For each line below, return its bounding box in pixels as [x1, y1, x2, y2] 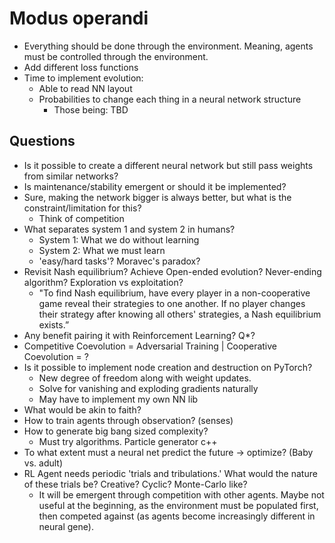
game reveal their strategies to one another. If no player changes [38, 297, 306, 309]
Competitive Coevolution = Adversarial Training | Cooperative [23, 340, 277, 352]
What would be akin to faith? [23, 403, 142, 416]
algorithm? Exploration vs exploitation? [23, 276, 184, 288]
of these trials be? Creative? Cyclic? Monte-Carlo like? [23, 478, 248, 490]
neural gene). [38, 520, 94, 532]
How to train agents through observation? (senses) [23, 414, 234, 426]
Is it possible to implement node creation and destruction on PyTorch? [23, 361, 313, 373]
